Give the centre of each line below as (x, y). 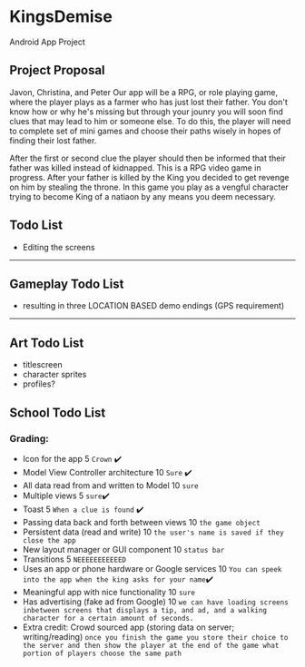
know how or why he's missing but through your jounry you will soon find (147, 112)
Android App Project (48, 42)
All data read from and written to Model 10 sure (110, 485)
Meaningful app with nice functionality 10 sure (109, 592)
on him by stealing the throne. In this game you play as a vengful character (149, 187)
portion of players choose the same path (102, 653)
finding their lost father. (53, 140)
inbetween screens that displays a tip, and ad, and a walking (145, 610)
